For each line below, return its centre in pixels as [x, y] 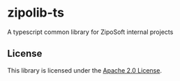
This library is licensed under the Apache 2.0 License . [85, 70]
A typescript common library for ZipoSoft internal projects [90, 32]
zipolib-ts [36, 13]
